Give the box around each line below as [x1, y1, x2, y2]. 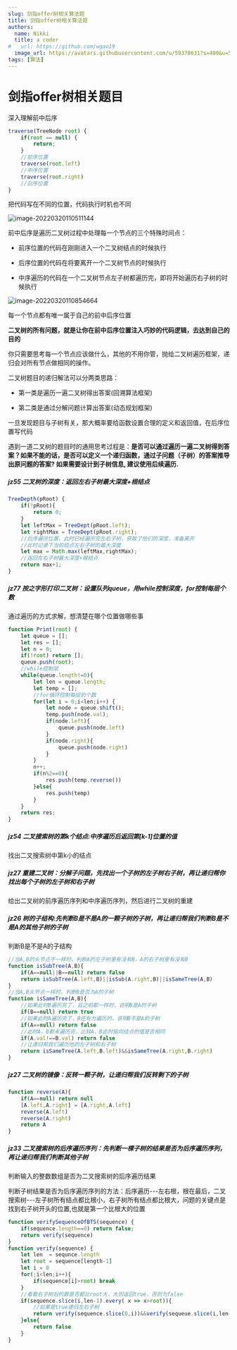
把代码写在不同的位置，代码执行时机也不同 [8, 200, 132, 209]
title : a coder [14, 37, 59, 44]
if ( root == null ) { [20, 134, 78, 141]
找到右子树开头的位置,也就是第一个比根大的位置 [8, 1205, 146, 1213]
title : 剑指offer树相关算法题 [8, 17, 89, 24]
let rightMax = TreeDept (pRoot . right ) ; [20, 528, 138, 536]
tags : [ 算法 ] [8, 56, 44, 63]
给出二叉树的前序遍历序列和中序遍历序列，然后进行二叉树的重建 [8, 897, 193, 905]
